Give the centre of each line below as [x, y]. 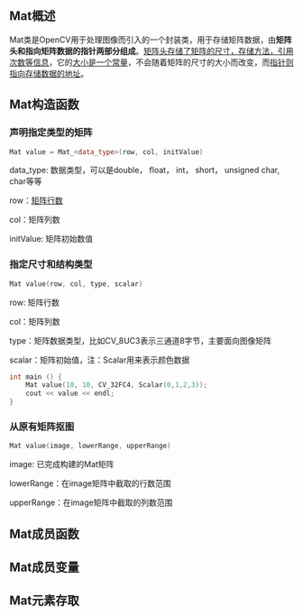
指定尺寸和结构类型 [51, 264]
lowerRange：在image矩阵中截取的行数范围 [90, 483]
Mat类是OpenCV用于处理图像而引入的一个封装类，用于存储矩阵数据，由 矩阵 [151, 40]
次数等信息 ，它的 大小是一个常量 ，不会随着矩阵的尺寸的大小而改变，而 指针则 [151, 62]
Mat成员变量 [44, 567]
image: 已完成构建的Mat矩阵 [62, 464]
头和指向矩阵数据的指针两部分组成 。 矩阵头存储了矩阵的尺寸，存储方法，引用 [151, 51]
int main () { [36, 377]
